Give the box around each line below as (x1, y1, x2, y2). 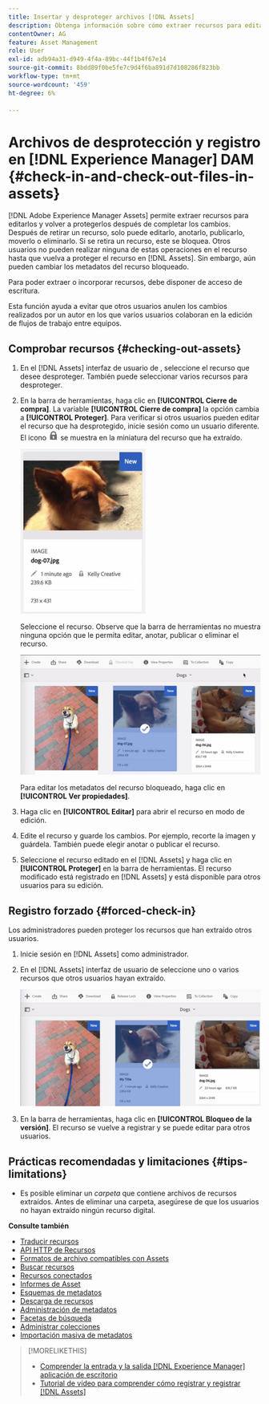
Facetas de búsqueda (19, 1313, 92, 1323)
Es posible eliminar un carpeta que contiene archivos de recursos (19, 1188, 238, 1199)
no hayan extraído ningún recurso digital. (19, 1206, 156, 1215)
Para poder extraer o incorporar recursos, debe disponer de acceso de (8, 278, 243, 287)
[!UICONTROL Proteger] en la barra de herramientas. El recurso (19, 863, 232, 874)
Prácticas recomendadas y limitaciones (8, 1154, 210, 1168)
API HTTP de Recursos (19, 1245, 96, 1255)
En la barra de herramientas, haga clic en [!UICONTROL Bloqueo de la (19, 1114, 252, 1124)
